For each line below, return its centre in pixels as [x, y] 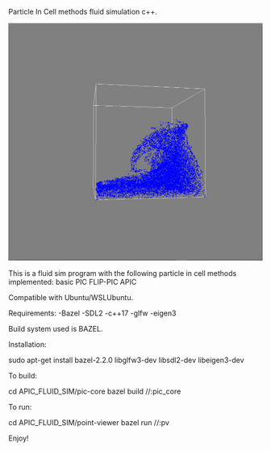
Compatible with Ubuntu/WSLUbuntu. [71, 298]
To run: [20, 407]
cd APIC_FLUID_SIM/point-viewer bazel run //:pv [89, 423]
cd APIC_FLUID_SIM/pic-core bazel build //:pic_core [95, 391]
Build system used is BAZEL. [56, 329]
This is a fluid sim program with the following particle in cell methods [123, 274]
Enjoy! [19, 438]
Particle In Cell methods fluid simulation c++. [83, 12]
